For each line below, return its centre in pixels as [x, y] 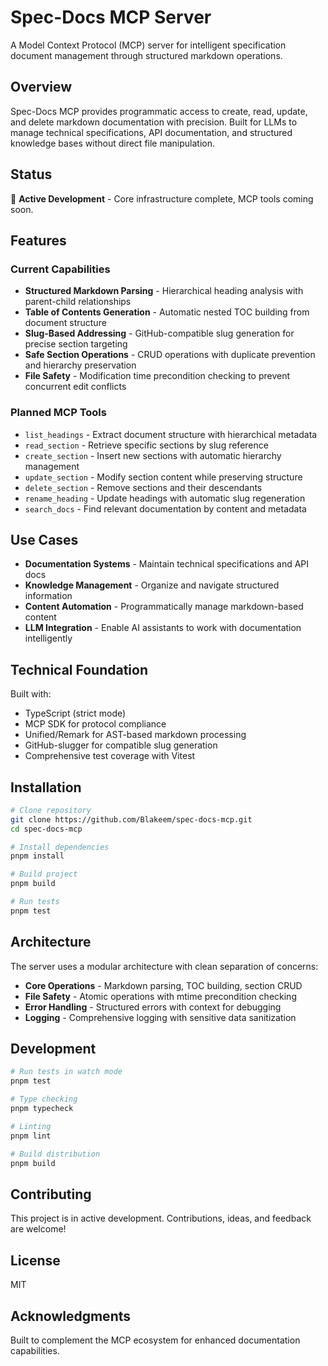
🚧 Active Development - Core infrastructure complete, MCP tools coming [162, 198]
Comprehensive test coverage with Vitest [110, 756]
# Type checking [44, 1099]
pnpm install [37, 856]
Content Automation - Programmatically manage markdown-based [164, 607]
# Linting [31, 1126]
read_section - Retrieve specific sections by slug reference [146, 445]
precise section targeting [76, 344]
